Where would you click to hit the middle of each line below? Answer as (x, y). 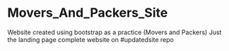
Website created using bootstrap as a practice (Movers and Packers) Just (114, 32)
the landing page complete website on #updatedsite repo (91, 39)
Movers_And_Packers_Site (88, 13)
